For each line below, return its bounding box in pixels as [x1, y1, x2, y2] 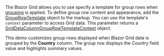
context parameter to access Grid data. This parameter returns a [5, 20, 138, 26]
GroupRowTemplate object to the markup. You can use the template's [5, 15, 148, 20]
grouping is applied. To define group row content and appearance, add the [5, 9, 159, 15]
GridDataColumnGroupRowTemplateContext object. [5, 25, 111, 31]
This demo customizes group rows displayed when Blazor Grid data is [5, 35, 149, 41]
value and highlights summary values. [5, 46, 83, 51]
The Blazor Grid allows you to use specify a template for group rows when [5, 4, 158, 10]
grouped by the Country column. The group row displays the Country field [5, 40, 159, 46]
